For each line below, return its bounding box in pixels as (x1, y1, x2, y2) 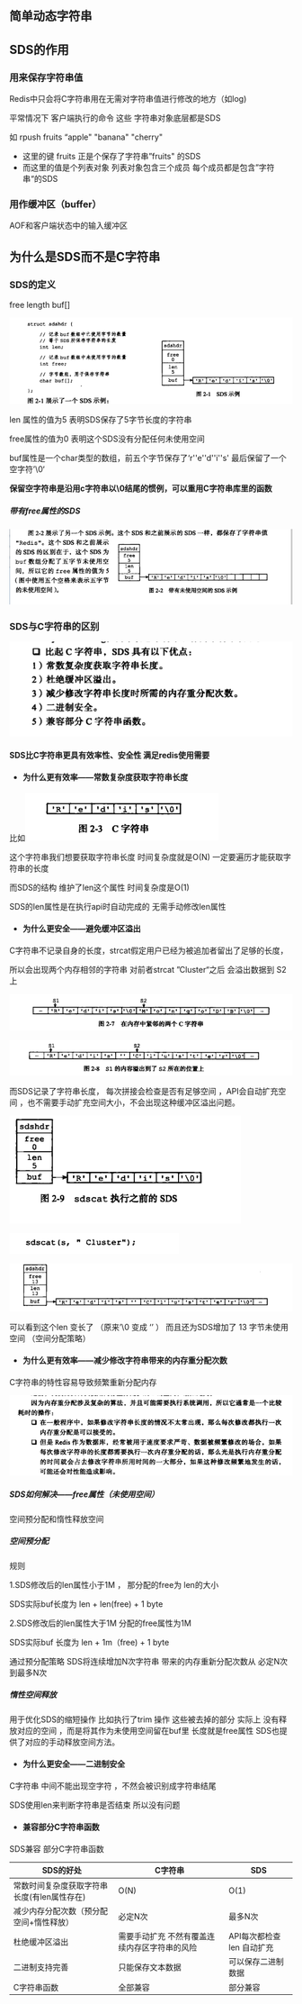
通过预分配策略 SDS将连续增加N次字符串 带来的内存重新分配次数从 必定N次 (9, 1655, 288, 1666)
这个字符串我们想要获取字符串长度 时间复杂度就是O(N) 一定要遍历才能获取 (9, 851, 284, 862)
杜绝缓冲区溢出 (13, 1936, 69, 1947)
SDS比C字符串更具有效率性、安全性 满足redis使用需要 (9, 749, 210, 760)
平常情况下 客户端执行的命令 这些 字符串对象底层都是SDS (9, 113, 221, 123)
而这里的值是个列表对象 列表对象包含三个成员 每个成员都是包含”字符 (22, 162, 275, 173)
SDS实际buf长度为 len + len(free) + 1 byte (9, 1598, 164, 1610)
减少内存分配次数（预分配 (13, 1905, 108, 1916)
